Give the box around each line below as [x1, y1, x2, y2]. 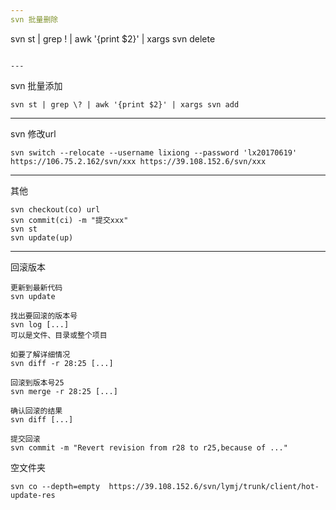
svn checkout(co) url [10, 204, 101, 215]
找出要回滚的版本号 [10, 311, 78, 321]
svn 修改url [10, 127, 57, 140]
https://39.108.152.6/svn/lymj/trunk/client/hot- [108, 481, 320, 491]
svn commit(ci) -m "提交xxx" [10, 215, 129, 225]
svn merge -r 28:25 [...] [10, 386, 118, 396]
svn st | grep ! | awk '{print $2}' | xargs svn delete [10, 32, 216, 45]
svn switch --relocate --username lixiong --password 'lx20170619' [10, 147, 298, 158]
